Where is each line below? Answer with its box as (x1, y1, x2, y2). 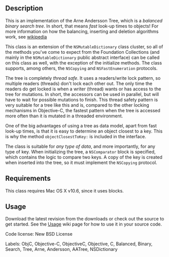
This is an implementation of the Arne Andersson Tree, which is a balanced (5, 17, 163, 23)
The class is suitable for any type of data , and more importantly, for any (5, 143, 156, 149)
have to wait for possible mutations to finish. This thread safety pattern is (5, 97, 158, 103)
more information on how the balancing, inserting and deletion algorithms (5, 28, 159, 35)
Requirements (5, 174, 51, 183)
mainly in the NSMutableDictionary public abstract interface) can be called (5, 54, 160, 60)
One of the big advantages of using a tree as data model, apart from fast (5, 122, 157, 128)
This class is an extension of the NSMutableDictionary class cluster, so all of (5, 43, 163, 50)
